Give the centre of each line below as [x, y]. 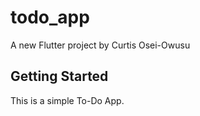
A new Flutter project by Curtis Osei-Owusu [100, 45]
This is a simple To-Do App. [67, 100]
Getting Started [59, 76]
